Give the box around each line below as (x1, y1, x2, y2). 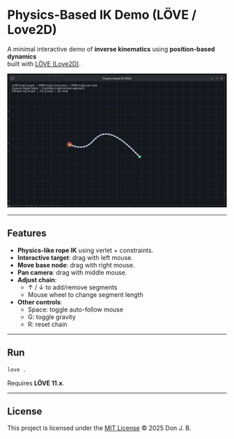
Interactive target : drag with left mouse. (17, 253, 134, 261)
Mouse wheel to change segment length (27, 290, 144, 299)
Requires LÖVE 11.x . (7, 378, 65, 387)
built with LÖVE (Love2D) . (7, 59, 81, 68)
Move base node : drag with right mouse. (17, 261, 135, 269)
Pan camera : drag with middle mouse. (17, 268, 127, 277)
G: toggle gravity (27, 312, 77, 321)
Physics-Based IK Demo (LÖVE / (7, 7, 197, 23)
